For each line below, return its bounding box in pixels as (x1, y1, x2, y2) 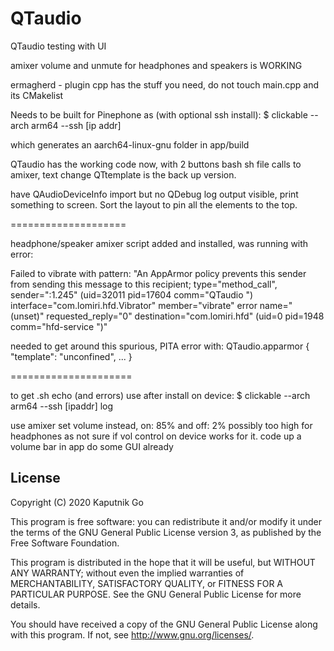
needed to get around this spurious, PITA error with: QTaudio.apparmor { (10, 340, 310, 352)
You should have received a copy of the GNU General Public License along (10, 618, 318, 630)
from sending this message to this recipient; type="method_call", (10, 278, 278, 290)
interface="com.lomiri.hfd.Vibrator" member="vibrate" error (10, 299, 258, 311)
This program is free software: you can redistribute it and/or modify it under (10, 515, 322, 527)
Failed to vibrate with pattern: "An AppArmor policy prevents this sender (10, 267, 307, 279)
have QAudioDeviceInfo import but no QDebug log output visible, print (10, 188, 299, 200)
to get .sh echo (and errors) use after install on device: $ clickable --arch (10, 389, 311, 401)
